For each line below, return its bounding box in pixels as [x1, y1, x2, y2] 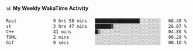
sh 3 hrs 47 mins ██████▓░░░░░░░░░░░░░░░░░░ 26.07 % [6, 23, 187, 29]
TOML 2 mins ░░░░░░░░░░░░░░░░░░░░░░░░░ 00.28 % [6, 34, 187, 40]
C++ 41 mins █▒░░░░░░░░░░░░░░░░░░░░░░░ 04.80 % [6, 28, 187, 35]
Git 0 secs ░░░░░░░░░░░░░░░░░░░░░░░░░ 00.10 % [6, 39, 187, 45]
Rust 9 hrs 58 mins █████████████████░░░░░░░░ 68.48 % [6, 18, 187, 24]
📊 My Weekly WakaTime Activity [6, 5, 89, 12]
